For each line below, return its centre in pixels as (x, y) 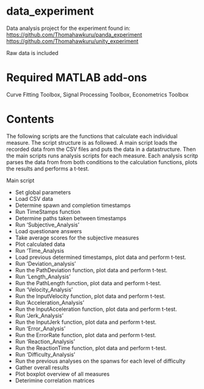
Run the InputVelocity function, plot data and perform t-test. (90, 296)
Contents (30, 119)
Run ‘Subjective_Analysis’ (47, 225)
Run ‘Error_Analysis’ (40, 329)
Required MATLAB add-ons (77, 78)
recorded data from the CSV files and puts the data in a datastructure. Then (101, 149)
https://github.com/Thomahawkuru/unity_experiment (72, 41)
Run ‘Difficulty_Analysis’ (45, 354)
